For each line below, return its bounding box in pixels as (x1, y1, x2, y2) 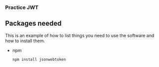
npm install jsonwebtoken (12, 57, 66, 62)
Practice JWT (5, 4, 39, 11)
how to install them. (5, 38, 46, 44)
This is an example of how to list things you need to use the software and (5, 32, 155, 38)
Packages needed (5, 19, 62, 28)
